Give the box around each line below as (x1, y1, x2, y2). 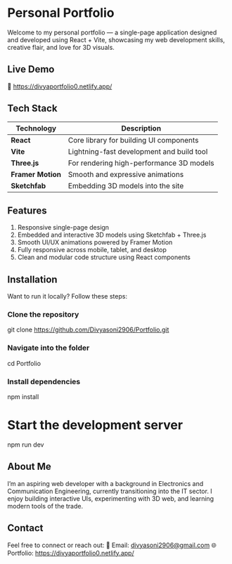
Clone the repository (7, 310, 79, 320)
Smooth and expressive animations (67, 169, 184, 179)
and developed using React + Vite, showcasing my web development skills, (7, 35, 225, 44)
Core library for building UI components (67, 135, 199, 145)
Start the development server (7, 417, 183, 433)
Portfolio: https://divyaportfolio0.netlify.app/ (7, 549, 135, 557)
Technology (15, 123, 57, 133)
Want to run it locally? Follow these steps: (7, 292, 128, 301)
